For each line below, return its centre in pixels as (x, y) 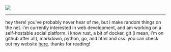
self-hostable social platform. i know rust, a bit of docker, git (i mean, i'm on (84, 33)
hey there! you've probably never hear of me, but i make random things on (83, 22)
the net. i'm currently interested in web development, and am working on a (83, 28)
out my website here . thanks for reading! (48, 44)
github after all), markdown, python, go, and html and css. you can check (82, 38)
